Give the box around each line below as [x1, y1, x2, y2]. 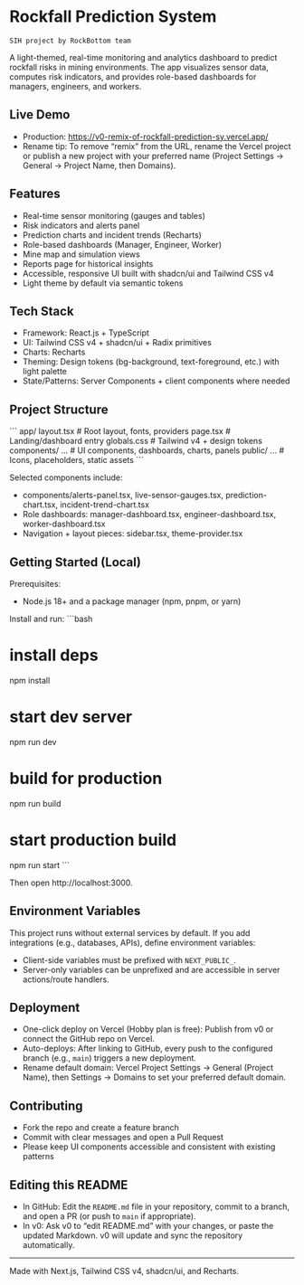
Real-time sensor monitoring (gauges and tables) [22, 210, 206, 221]
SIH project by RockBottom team [9, 36, 131, 45]
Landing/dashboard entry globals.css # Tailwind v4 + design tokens [9, 436, 262, 447]
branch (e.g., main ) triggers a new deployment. [22, 1053, 197, 1063]
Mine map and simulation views [22, 249, 140, 260]
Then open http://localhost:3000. [9, 877, 133, 888]
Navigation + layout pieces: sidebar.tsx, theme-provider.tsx [22, 528, 243, 539]
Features [9, 186, 61, 202]
